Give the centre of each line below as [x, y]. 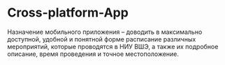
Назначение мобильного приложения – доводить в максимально [105, 32]
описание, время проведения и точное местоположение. [93, 54]
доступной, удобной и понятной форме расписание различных [102, 39]
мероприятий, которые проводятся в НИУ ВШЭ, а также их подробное [113, 46]
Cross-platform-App [68, 13]
